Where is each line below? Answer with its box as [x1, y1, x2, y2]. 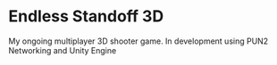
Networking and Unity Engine [8, 45, 117, 55]
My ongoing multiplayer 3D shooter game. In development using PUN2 [8, 36, 269, 46]
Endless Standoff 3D [8, 6, 164, 27]
